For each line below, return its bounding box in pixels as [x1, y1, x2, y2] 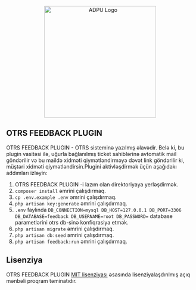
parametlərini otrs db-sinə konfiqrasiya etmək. [14, 219, 129, 226]
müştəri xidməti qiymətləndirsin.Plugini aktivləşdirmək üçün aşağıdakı [6, 163, 177, 170]
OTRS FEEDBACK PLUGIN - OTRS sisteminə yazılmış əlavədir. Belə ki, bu [6, 144, 185, 151]
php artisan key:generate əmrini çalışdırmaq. [14, 199, 127, 207]
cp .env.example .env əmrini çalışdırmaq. [14, 194, 117, 201]
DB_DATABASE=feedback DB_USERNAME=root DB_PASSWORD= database [14, 212, 173, 220]
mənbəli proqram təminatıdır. [6, 277, 77, 284]
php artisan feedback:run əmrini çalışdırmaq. [14, 238, 127, 245]
